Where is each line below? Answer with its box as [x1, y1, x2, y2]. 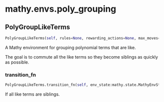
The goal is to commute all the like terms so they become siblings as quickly [5, 54, 158, 60]
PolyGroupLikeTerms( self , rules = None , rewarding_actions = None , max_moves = [5, 36, 161, 41]
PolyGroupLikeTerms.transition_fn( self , [5, 82, 89, 87]
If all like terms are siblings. [5, 91, 60, 97]
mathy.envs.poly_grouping [5, 3, 116, 15]
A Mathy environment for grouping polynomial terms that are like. [5, 44, 136, 50]
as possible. [5, 59, 29, 65]
